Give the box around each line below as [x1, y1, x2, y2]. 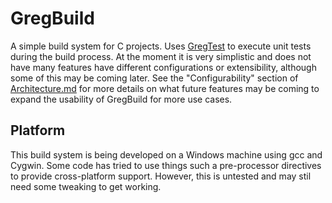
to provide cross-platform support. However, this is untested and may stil [10, 170, 312, 182]
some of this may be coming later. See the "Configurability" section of [10, 72, 299, 84]
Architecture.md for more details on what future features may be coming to [10, 82, 320, 94]
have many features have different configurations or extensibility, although [10, 61, 317, 73]
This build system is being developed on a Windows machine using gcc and [10, 148, 323, 161]
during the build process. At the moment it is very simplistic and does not [10, 50, 312, 62]
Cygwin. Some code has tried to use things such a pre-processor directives [10, 159, 322, 171]
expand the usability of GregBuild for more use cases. [10, 93, 233, 105]
